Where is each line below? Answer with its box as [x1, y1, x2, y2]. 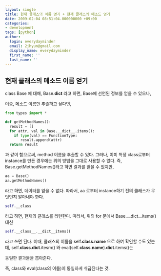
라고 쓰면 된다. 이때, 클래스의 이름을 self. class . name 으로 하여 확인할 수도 [5, 238, 146, 244]
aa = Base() [5, 174, 29, 179]
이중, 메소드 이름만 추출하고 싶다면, [5, 101, 72, 107]
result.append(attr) [20, 138, 62, 142]
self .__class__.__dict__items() [5, 229, 71, 234]
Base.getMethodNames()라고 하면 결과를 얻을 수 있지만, [5, 164, 114, 170]
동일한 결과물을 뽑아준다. [5, 255, 52, 261]
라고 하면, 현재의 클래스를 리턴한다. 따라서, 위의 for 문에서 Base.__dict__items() [5, 213, 157, 219]
